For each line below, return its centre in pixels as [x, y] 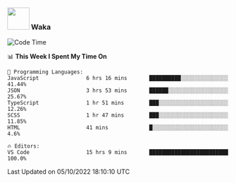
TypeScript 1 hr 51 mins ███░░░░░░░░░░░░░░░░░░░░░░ [118, 103]
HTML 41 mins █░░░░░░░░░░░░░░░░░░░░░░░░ [118, 128]
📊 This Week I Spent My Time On [57, 57]
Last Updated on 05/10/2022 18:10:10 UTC [69, 172]
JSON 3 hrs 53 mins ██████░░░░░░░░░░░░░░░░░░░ [118, 91]
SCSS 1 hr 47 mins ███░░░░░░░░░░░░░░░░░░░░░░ [118, 116]
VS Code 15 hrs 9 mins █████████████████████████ [118, 153]
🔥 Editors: [24, 146]
